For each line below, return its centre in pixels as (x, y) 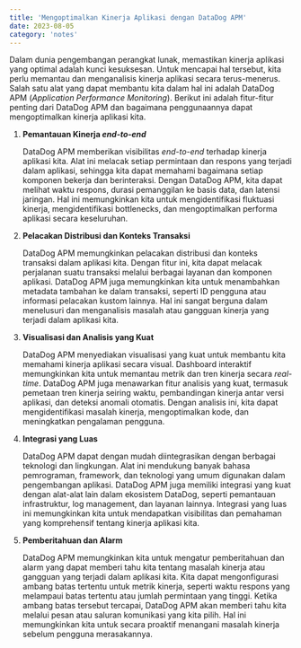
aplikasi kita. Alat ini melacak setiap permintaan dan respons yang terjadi (157, 162)
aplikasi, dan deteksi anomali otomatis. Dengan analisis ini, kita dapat (150, 403)
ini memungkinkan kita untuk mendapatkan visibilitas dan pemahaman (152, 513)
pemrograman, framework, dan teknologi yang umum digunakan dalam (154, 476)
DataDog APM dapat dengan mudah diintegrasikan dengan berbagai (149, 456)
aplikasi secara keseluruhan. (75, 219)
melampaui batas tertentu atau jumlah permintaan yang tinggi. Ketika (150, 596)
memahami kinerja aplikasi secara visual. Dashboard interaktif (137, 364)
